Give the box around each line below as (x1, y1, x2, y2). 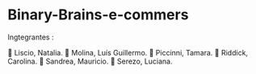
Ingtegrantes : (7, 32, 54, 42)
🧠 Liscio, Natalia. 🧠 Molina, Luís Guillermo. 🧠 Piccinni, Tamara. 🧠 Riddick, (7, 47, 248, 57)
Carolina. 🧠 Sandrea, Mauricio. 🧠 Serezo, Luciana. (7, 56, 173, 66)
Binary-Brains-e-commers (7, 6, 189, 24)
